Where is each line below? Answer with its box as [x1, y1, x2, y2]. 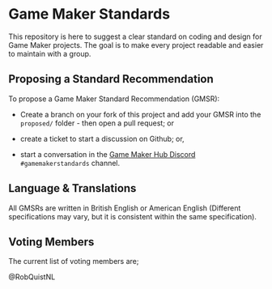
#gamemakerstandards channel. [19, 158, 121, 168]
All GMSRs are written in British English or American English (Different [8, 203, 241, 213]
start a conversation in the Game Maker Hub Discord [19, 149, 196, 159]
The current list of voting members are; [8, 257, 139, 266]
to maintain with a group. [8, 49, 91, 58]
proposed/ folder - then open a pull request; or [19, 118, 174, 128]
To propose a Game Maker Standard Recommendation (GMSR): [8, 94, 220, 104]
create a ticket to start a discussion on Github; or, [19, 134, 185, 143]
